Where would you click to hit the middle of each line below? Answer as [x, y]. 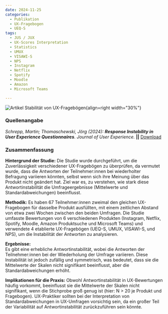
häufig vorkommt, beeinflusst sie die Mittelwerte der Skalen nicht [72, 285]
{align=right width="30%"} [114, 108]
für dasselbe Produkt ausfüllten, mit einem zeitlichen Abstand [95, 208]
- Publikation [24, 19]
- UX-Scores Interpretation [39, 43]
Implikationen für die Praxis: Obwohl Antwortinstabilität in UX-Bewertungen [84, 280]
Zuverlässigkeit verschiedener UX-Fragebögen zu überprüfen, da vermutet [83, 166]
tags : [11, 33]
